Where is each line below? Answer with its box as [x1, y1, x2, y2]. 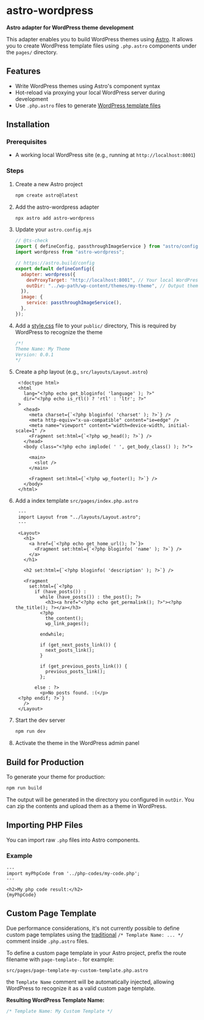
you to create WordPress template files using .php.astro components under [6, 42, 197, 49]
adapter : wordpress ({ [21, 271, 76, 278]
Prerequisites [6, 138, 47, 146]
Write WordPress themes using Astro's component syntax [15, 82, 160, 89]
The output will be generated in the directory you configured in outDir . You [6, 795, 195, 803]
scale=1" [15, 428, 38, 434]
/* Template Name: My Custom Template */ [6, 1008, 113, 1014]
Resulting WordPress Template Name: [6, 996, 105, 1004]
